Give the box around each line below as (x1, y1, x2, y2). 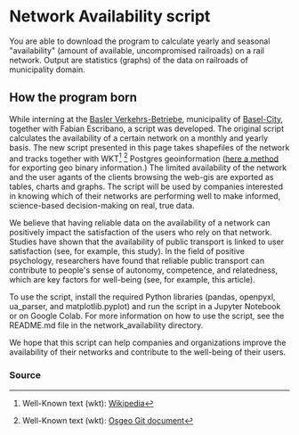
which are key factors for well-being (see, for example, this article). (9, 275, 255, 285)
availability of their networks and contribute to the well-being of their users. (9, 347, 287, 357)
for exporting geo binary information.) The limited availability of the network (9, 162, 287, 173)
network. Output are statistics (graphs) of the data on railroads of (9, 54, 249, 65)
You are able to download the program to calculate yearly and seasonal (9, 36, 271, 46)
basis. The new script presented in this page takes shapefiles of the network (9, 142, 290, 152)
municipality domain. (9, 64, 86, 75)
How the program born (9, 90, 138, 105)
